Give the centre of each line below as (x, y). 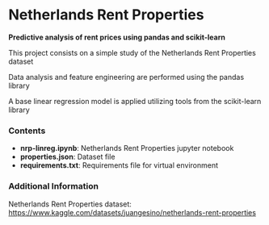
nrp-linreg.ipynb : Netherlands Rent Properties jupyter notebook (127, 148)
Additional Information (54, 186)
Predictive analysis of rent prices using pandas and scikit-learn (117, 37)
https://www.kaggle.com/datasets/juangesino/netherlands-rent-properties (132, 212)
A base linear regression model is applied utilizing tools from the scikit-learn (135, 101)
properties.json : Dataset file (67, 157)
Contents (27, 131)
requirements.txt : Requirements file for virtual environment (119, 165)
